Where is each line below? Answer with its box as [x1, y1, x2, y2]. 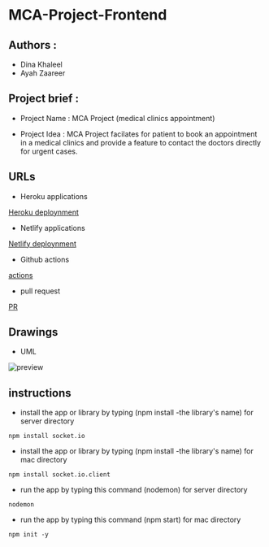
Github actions [20, 254, 70, 264]
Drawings [8, 325, 59, 339]
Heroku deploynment [8, 207, 80, 217]
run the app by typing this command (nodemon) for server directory [20, 485, 248, 495]
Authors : [8, 38, 57, 52]
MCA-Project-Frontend [8, 6, 167, 24]
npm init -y [8, 531, 49, 539]
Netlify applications [20, 223, 85, 232]
